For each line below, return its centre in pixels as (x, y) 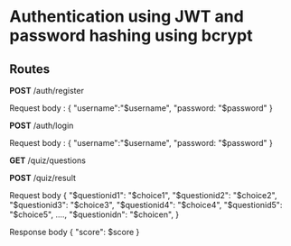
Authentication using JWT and (127, 17)
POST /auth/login (42, 125)
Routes (30, 69)
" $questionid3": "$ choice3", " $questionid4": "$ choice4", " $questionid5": (146, 205)
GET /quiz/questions (47, 160)
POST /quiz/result (43, 178)
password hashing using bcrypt (131, 36)
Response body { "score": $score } (75, 232)
